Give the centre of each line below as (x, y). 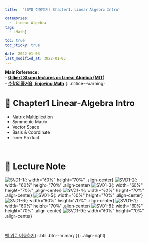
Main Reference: (22, 72)
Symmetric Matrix (30, 121)
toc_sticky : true (22, 45)
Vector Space (26, 127)
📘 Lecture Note (36, 166)
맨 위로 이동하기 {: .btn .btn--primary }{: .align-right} (55, 235)
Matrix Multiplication (32, 117)
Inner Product (26, 137)
